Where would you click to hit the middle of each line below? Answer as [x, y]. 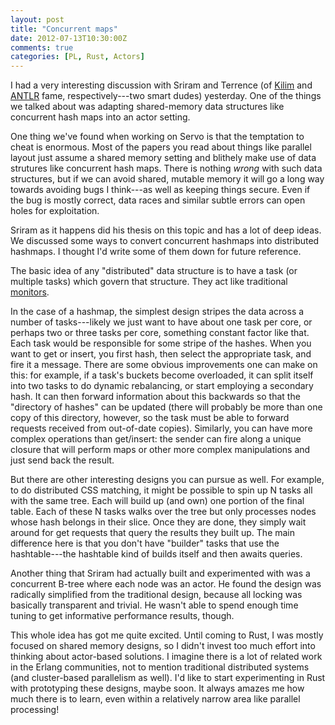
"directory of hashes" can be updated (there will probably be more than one [166, 407]
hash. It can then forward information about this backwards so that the [155, 397]
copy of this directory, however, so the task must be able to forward [150, 418]
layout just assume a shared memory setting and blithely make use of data [163, 158]
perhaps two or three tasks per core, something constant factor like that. [160, 333]
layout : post [37, 19]
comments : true [42, 47]
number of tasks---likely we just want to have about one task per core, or [161, 322]
